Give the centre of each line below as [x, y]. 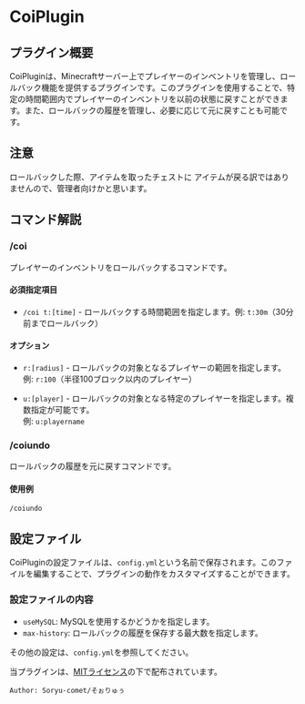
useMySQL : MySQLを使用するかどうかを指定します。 [118, 621]
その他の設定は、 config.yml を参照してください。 [102, 652]
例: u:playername [53, 421]
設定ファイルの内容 [51, 600]
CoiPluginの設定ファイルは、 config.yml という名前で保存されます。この [143, 563]
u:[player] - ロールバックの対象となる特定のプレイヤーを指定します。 [154, 398]
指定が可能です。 [62, 409]
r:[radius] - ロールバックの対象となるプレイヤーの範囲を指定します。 [154, 367]
